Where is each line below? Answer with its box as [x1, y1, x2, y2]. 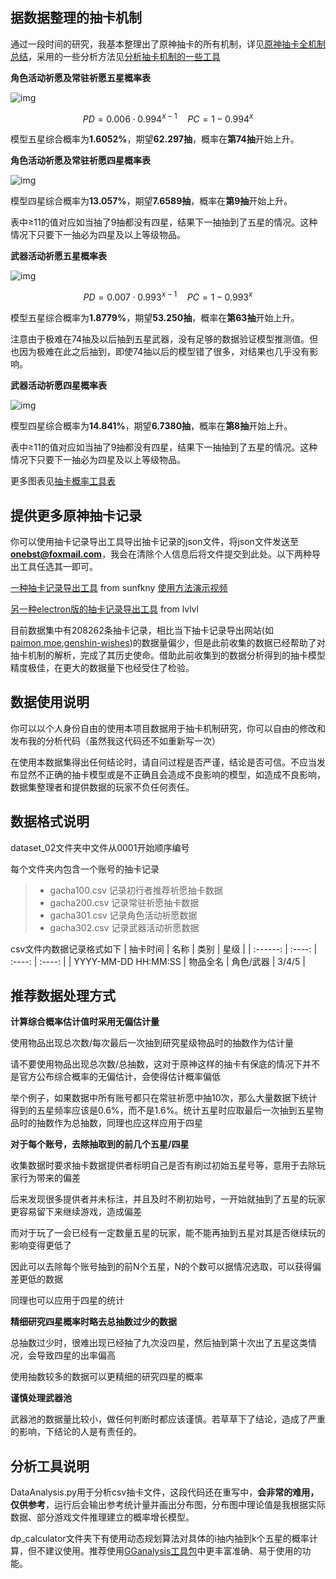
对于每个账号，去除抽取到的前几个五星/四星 [10, 1138, 190, 1150]
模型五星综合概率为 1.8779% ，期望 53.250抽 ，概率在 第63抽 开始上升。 [10, 312, 300, 324]
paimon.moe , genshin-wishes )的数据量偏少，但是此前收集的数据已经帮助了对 [10, 636, 326, 648]
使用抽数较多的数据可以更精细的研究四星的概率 [10, 1371, 203, 1383]
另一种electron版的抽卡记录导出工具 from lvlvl [10, 603, 199, 615]
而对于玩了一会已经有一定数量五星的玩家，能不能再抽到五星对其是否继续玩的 [10, 1227, 326, 1239]
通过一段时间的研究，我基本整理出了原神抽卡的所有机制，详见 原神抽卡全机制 [10, 38, 326, 50]
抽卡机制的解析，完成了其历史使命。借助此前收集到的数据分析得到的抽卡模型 [10, 649, 326, 661]
